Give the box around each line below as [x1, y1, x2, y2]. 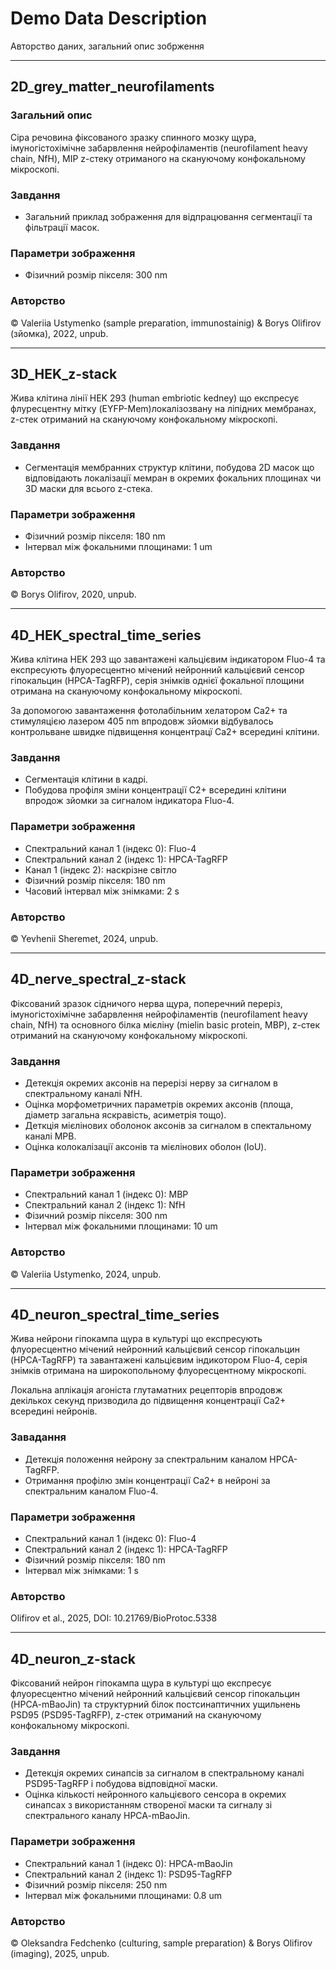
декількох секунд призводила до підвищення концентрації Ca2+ [10, 1395, 287, 1407]
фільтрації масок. [24, 221, 100, 233]
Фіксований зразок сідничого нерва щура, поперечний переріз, [10, 997, 283, 1009]
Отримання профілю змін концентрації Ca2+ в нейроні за [24, 1474, 271, 1486]
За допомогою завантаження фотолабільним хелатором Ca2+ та [10, 705, 288, 717]
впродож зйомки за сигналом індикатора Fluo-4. [24, 795, 235, 807]
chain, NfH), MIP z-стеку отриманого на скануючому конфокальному [10, 152, 306, 164]
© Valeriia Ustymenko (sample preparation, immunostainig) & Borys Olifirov [10, 317, 322, 329]
